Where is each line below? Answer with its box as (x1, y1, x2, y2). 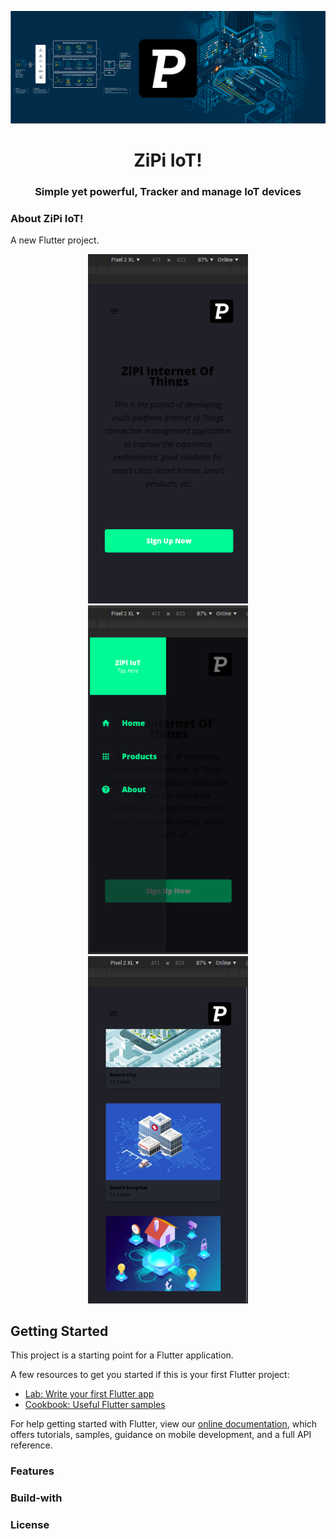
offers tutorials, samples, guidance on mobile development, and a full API (10, 1429, 312, 1441)
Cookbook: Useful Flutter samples (24, 1399, 166, 1411)
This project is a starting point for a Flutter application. (10, 1349, 234, 1361)
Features (10, 1464, 55, 1478)
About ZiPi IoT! (10, 211, 84, 225)
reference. (10, 1439, 53, 1451)
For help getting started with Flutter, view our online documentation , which (10, 1418, 318, 1430)
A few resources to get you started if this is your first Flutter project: (10, 1369, 290, 1381)
